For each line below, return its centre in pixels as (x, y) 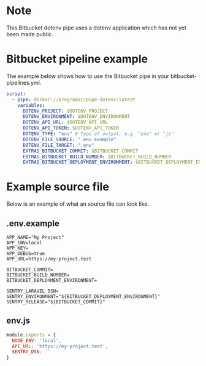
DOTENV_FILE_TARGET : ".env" (59, 145)
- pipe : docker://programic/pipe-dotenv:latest (74, 99)
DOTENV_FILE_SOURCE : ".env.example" (69, 139)
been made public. (30, 34)
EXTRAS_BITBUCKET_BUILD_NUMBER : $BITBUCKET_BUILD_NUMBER (97, 157)
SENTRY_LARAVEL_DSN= (33, 291)
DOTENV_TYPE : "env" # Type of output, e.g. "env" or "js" (98, 134)
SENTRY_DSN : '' (31, 352)
